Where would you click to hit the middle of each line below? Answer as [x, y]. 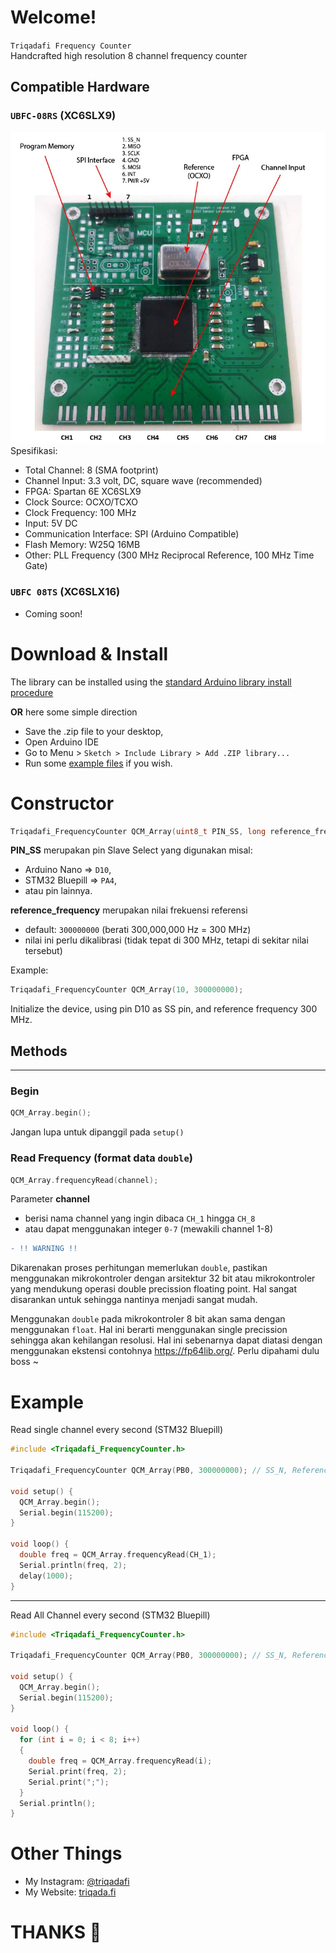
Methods [39, 1051]
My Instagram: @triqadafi [77, 1882]
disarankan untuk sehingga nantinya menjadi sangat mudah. [134, 1300]
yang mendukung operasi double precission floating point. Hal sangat [154, 1289]
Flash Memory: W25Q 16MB [82, 545]
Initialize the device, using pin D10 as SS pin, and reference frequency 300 [164, 1009]
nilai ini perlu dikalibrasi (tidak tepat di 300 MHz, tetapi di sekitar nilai [166, 940]
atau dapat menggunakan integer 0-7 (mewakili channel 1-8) [149, 1229]
